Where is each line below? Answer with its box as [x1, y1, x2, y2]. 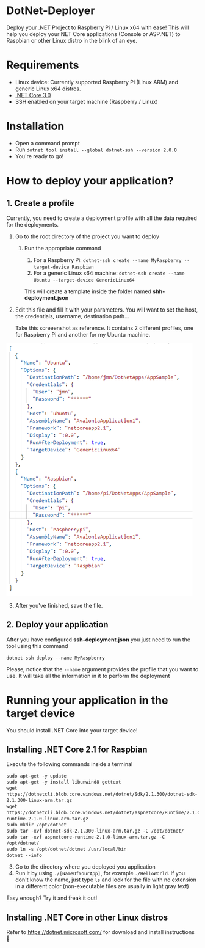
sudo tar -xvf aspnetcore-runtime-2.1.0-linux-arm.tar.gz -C [6, 834, 165, 840]
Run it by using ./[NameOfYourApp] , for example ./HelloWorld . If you [15, 870, 185, 877]
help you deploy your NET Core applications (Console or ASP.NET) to [6, 30, 181, 37]
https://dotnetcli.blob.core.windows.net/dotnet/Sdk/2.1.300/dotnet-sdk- [6, 792, 198, 798]
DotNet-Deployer [6, 4, 95, 18]
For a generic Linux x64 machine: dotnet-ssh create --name [33, 269, 185, 277]
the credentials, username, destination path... [15, 312, 129, 319]
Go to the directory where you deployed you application [15, 863, 156, 870]
